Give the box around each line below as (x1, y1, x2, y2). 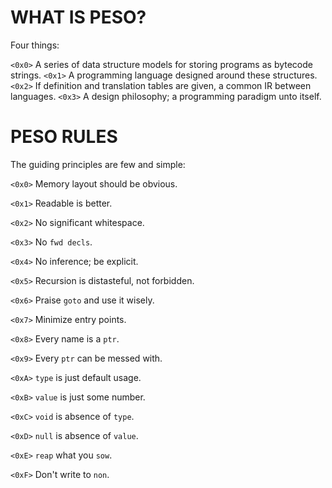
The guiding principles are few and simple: (10, 158, 186, 170)
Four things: (10, 39, 60, 51)
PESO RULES (10, 126, 118, 148)
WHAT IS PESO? (10, 6, 147, 29)
